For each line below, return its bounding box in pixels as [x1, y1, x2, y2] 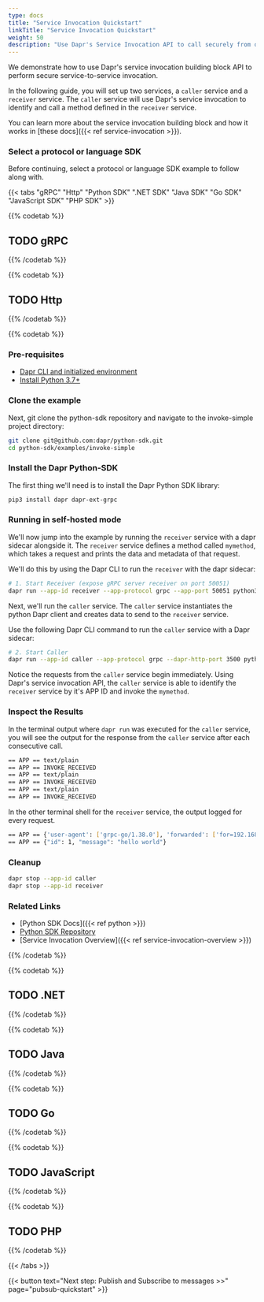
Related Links [8, 900, 61, 911]
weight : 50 [8, 33, 44, 42]
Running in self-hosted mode [8, 514, 122, 525]
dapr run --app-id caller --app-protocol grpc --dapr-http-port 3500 [8, 656, 241, 664]
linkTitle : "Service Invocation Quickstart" [8, 26, 156, 34]
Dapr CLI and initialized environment [19, 367, 137, 377]
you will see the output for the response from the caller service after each [8, 732, 250, 742]
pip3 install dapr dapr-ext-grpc [8, 496, 118, 504]
